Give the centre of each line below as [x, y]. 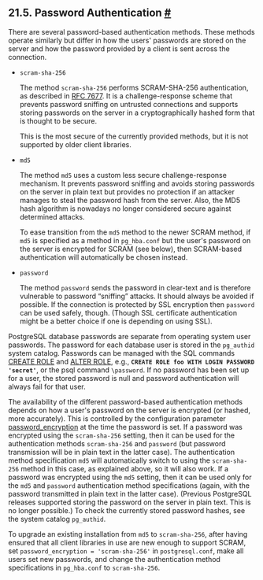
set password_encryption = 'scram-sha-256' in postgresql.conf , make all [126, 551]
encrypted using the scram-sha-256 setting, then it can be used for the [121, 435]
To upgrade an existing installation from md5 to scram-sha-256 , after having [128, 534]
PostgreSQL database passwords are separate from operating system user [130, 336]
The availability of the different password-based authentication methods [126, 401]
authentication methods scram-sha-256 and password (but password [117, 443]
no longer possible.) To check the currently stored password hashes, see [127, 510]
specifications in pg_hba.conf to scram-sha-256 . [84, 567]
